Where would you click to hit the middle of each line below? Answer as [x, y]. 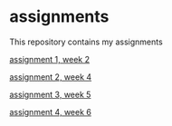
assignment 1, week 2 [50, 59]
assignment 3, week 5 [50, 94]
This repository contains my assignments [86, 42]
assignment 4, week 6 [51, 111]
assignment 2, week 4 [51, 77]
